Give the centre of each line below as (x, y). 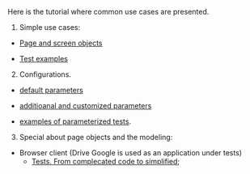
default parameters (51, 90)
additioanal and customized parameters (85, 106)
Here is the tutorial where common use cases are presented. (108, 12)
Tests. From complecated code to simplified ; (106, 161)
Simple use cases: (50, 27)
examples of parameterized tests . (75, 121)
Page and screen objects (61, 43)
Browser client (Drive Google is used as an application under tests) (131, 153)
